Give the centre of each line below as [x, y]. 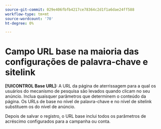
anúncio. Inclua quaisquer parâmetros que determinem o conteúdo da [76, 96]
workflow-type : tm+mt [27, 14]
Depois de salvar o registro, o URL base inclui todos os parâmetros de [76, 116]
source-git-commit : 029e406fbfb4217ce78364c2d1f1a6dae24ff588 [70, 10]
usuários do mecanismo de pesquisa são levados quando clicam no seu [78, 91]
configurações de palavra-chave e [77, 62]
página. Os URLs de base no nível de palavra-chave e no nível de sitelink [79, 102]
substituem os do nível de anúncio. [40, 107]
